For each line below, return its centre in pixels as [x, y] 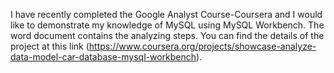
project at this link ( [50, 46]
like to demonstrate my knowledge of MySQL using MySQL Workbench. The [167, 25]
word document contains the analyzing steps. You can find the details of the [167, 35]
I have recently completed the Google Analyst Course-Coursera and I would [166, 14]
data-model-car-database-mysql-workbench [103, 57]
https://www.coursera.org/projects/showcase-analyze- [202, 46]
